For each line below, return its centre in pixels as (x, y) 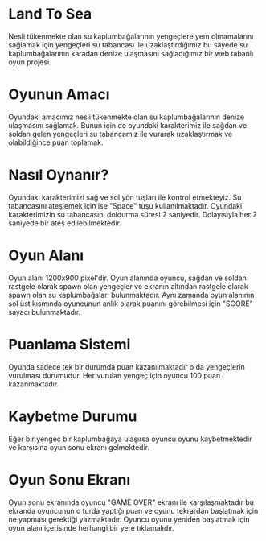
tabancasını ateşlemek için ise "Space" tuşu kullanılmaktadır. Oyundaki (125, 205)
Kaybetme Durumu (73, 416)
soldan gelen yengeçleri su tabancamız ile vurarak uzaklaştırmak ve (121, 134)
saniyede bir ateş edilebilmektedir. (65, 223)
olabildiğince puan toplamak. (56, 142)
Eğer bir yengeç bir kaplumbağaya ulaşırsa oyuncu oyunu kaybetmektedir (130, 439)
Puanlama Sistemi (70, 344)
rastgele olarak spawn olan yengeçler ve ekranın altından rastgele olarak (129, 286)
